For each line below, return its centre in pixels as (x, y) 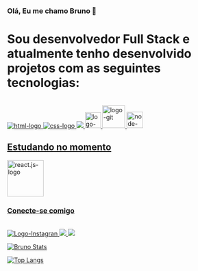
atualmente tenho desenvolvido (99, 54)
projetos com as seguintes (84, 68)
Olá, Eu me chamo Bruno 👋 (52, 11)
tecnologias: (44, 83)
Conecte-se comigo (41, 210)
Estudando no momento (59, 147)
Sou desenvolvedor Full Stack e (99, 39)
